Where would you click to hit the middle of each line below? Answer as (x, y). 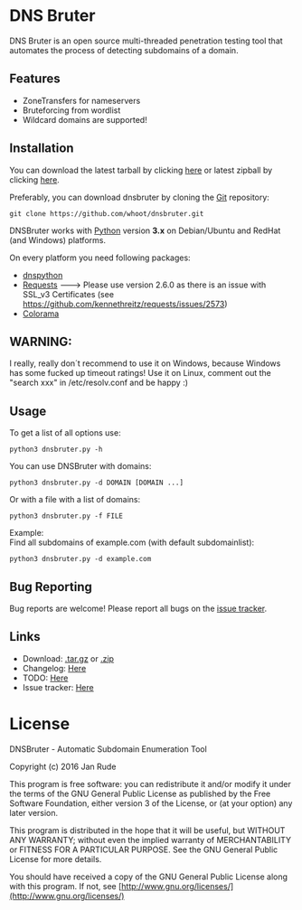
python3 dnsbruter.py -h (56, 450)
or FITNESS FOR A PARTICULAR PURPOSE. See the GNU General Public (144, 849)
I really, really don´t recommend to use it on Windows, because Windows (145, 363)
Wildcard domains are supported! (85, 119)
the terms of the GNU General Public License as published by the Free (140, 793)
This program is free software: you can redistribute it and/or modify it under (150, 783)
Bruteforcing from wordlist (71, 110)
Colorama (41, 314)
